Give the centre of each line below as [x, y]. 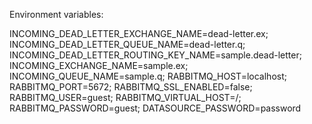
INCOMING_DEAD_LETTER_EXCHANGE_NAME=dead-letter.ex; [139, 33]
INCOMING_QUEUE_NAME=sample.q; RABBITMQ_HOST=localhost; [148, 76]
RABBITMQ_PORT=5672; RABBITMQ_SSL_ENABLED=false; [131, 87]
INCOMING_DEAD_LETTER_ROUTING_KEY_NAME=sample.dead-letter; [155, 55]
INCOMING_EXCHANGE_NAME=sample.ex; [99, 65]
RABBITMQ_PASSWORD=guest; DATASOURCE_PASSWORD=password [155, 108]
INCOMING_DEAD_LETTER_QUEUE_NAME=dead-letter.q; [127, 44]
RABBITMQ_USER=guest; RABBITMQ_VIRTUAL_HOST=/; [125, 97]
